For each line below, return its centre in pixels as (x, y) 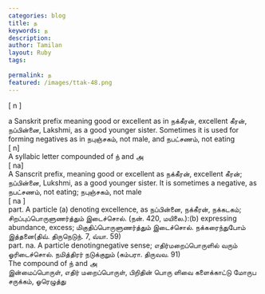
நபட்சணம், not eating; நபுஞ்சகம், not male (75, 192)
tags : (17, 61)
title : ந (23, 23)
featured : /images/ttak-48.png (60, 82)
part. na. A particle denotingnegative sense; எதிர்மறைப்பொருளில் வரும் (123, 245)
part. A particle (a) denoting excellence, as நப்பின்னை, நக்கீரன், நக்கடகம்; (125, 209)
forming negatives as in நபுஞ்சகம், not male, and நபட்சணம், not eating (122, 139)
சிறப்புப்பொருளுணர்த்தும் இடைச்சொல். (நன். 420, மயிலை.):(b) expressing (123, 218)
